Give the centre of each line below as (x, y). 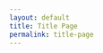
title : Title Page (43, 26)
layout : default (39, 18)
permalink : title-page (51, 34)
